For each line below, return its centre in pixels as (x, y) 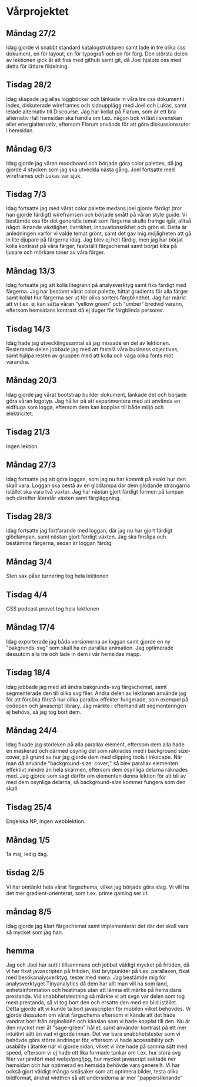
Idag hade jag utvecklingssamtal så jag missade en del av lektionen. (88, 343)
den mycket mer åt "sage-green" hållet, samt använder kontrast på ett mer (96, 1028)
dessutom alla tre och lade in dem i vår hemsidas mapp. (74, 654)
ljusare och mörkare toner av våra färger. (56, 252)
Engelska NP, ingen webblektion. (46, 821)
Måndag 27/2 (31, 33)
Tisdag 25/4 (29, 807)
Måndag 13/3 (31, 271)
